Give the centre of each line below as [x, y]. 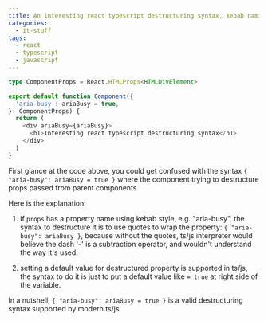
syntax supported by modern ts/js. [65, 308]
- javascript [37, 61]
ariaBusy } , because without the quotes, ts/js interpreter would [149, 235]
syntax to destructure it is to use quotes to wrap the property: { [124, 227]
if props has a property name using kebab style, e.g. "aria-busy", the [132, 218]
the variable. [40, 284]
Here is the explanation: [47, 203]
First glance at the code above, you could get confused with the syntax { [128, 170]
